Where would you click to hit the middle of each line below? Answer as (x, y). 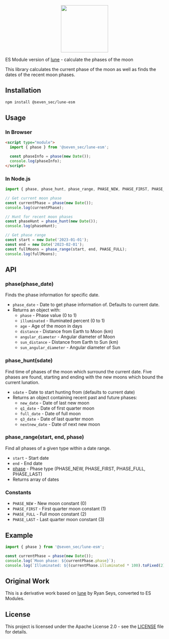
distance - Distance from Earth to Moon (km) (66, 332)
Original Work (27, 581)
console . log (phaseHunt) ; (31, 226)
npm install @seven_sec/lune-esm (40, 102)
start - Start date (31, 458)
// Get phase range (26, 235)
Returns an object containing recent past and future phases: (75, 397)
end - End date (27, 463)
